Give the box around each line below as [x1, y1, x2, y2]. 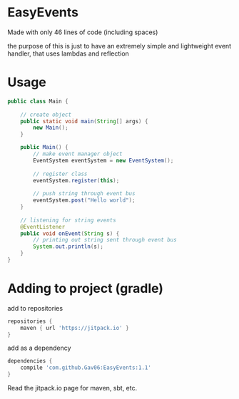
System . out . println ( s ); [33, 243, 103, 250]
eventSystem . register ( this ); [33, 177, 120, 184]
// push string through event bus [33, 190, 136, 197]
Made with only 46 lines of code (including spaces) [7, 28, 158, 36]
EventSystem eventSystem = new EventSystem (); [33, 157, 174, 164]
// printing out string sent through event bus [33, 237, 177, 244]
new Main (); [33, 124, 69, 132]
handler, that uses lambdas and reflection [7, 49, 130, 58]
